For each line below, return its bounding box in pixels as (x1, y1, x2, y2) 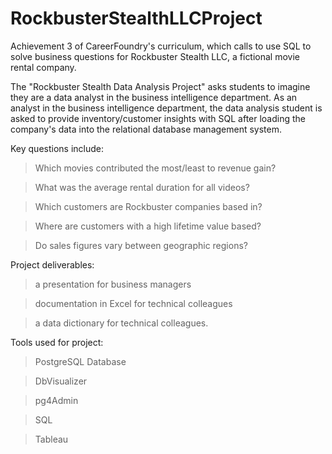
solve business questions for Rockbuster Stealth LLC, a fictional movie (10, 50, 301, 62)
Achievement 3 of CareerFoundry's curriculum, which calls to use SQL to (10, 40, 312, 52)
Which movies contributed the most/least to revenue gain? (34, 162, 277, 174)
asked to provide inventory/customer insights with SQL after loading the (10, 112, 307, 124)
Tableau (34, 433, 69, 445)
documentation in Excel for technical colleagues (34, 297, 233, 309)
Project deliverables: (10, 258, 95, 271)
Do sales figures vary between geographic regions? (34, 239, 248, 251)
